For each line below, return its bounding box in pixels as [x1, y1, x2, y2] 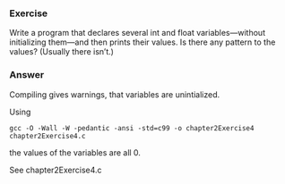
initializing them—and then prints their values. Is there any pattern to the [9, 37, 276, 47]
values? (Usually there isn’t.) [9, 46, 115, 57]
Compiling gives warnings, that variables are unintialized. [9, 88, 220, 100]
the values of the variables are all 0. [9, 146, 142, 158]
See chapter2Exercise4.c [9, 164, 102, 175]
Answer [9, 69, 45, 81]
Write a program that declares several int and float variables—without [9, 28, 266, 38]
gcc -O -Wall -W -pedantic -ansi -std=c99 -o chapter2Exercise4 [9, 123, 255, 132]
